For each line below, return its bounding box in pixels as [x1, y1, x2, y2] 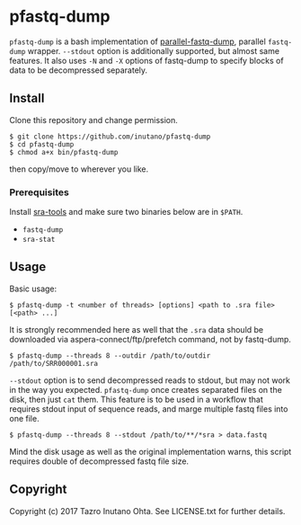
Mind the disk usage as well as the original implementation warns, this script [9, 446, 292, 457]
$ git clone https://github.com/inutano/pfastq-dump [9, 132, 211, 141]
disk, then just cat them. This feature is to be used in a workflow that [9, 394, 263, 405]
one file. [9, 413, 40, 423]
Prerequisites [9, 186, 69, 199]
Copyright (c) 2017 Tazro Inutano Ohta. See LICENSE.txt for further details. [9, 505, 286, 516]
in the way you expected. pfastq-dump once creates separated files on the [9, 384, 283, 395]
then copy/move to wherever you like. [9, 164, 149, 174]
